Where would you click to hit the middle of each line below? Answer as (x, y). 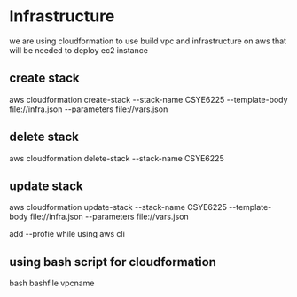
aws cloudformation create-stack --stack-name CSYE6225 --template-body (148, 99)
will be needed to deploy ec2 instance (79, 50)
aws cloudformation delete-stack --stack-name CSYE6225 (117, 158)
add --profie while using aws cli (67, 234)
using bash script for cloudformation (113, 262)
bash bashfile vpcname (52, 283)
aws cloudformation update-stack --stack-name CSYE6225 (118, 207)
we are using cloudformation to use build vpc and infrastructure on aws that (148, 41)
